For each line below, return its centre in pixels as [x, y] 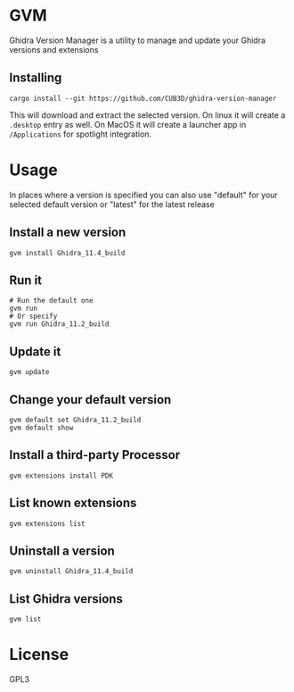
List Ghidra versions [66, 599]
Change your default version [90, 400]
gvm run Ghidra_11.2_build [59, 324]
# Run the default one [51, 301]
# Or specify [33, 317]
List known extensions [73, 503]
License [39, 655]
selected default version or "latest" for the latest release [112, 204]
